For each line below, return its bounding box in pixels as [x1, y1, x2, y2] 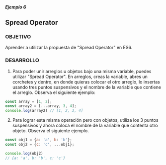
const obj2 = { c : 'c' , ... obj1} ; [5, 142, 75, 147]
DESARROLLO [5, 57, 40, 64]
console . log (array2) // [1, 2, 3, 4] [5, 108, 83, 113]
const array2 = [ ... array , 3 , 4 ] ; [5, 103, 77, 109]
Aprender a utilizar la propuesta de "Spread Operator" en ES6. [5, 45, 133, 51]
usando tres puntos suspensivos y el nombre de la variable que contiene [12, 84, 162, 90]
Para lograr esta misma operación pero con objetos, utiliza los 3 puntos [12, 117, 159, 123]
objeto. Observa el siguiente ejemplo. [12, 128, 89, 134]
